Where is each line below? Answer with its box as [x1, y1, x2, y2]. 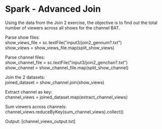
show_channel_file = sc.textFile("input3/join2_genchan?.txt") [5, 59, 128, 65]
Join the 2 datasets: [5, 74, 45, 80]
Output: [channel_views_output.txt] [5, 118, 76, 124]
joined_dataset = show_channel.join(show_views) [5, 79, 105, 85]
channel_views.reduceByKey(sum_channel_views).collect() [5, 109, 124, 115]
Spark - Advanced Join [5, 3, 101, 15]
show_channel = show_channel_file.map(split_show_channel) [5, 65, 129, 71]
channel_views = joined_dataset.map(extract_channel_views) [5, 94, 128, 100]
